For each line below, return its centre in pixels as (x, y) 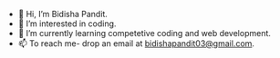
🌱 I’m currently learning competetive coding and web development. (145, 33)
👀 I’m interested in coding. (67, 24)
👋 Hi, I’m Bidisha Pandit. (62, 14)
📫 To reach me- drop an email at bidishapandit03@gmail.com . (136, 43)
